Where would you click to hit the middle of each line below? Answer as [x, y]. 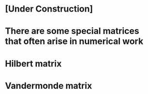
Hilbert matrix [33, 63]
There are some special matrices [72, 31]
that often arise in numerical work [74, 41]
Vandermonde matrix [49, 86]
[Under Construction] [49, 9]
